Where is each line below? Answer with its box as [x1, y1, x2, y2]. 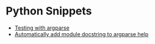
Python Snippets [5, 4, 92, 18]
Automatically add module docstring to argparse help [14, 30, 149, 37]
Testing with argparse [14, 24, 70, 31]
